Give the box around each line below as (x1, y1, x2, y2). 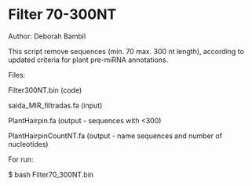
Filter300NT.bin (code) (8, 85, 82, 95)
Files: (8, 70, 26, 79)
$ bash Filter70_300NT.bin (8, 170, 94, 179)
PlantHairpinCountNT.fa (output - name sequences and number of (8, 131, 222, 140)
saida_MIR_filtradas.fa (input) (8, 100, 103, 110)
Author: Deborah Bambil (8, 31, 86, 41)
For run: (8, 155, 34, 164)
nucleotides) (8, 139, 49, 148)
